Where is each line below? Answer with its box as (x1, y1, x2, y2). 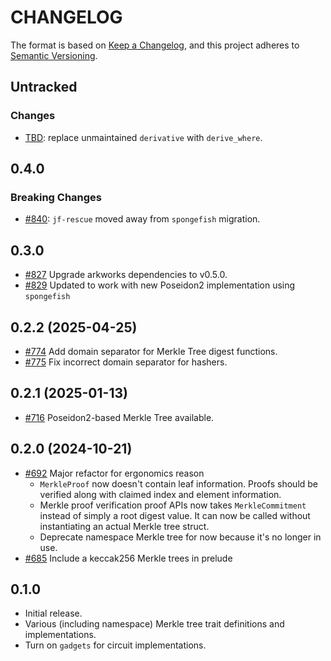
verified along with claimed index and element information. (39, 488, 282, 500)
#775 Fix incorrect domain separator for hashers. (24, 356, 228, 368)
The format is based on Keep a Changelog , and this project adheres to (10, 39, 300, 51)
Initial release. (24, 607, 83, 620)
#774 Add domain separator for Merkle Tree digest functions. (24, 345, 278, 357)
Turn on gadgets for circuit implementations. (24, 639, 207, 651)
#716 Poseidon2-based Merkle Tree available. (24, 411, 215, 423)
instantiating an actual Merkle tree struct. (39, 520, 210, 532)
